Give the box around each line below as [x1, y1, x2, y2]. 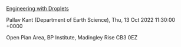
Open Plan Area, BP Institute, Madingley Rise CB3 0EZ [6, 34, 138, 41]
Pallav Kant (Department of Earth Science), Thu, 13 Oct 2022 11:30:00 [6, 16, 176, 23]
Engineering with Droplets [6, 5, 69, 12]
